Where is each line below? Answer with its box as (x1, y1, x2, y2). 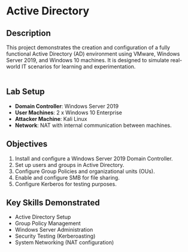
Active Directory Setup (14, 214, 71, 221)
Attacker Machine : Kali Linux (14, 115, 88, 122)
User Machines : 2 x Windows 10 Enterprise (14, 109, 123, 116)
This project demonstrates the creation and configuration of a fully (6, 44, 171, 51)
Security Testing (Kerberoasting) (14, 232, 96, 240)
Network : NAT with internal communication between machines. (14, 122, 172, 129)
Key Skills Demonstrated (6, 198, 100, 208)
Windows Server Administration (14, 226, 93, 233)
